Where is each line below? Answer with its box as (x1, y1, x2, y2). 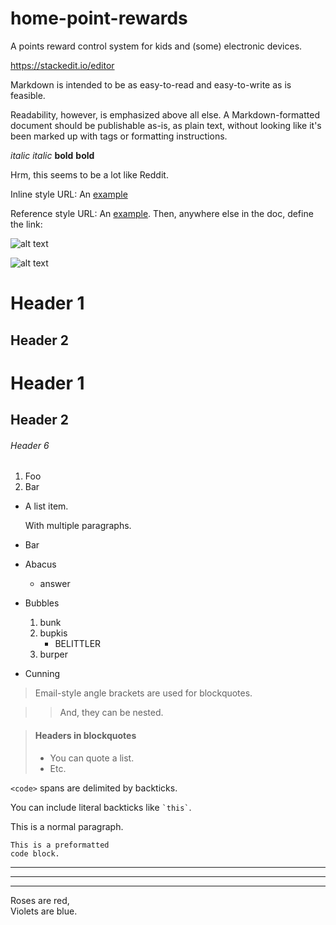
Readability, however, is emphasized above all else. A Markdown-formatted (10, 108, 320, 121)
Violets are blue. (10, 905, 78, 917)
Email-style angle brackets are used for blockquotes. (34, 687, 253, 699)
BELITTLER (54, 638, 102, 650)
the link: (10, 218, 43, 230)
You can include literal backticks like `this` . (10, 801, 192, 813)
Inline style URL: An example (10, 188, 128, 200)
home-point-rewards (10, 7, 188, 30)
